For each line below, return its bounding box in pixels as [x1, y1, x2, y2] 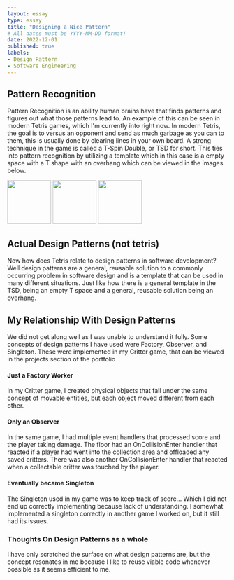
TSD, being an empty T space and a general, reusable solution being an [7, 286, 214, 295]
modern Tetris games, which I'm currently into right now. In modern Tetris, [7, 122, 221, 130]
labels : [7, 50, 30, 57]
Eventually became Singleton [7, 479, 94, 488]
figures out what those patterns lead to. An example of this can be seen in [7, 114, 220, 123]
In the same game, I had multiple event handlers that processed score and [7, 433, 221, 441]
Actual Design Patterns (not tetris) [7, 237, 159, 249]
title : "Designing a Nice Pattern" [7, 23, 111, 30]
